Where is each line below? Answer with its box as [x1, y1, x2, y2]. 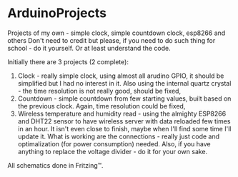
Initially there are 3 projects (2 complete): [7, 57, 129, 66]
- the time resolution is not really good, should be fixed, [17, 86, 181, 95]
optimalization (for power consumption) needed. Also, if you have [17, 139, 211, 148]
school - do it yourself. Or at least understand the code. [7, 44, 171, 52]
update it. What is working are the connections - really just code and [17, 132, 220, 141]
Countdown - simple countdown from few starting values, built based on [17, 94, 232, 103]
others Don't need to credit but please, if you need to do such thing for [7, 36, 216, 44]
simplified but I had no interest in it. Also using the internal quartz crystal [17, 79, 232, 87]
